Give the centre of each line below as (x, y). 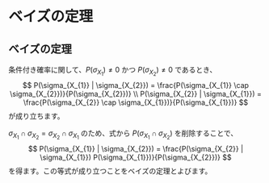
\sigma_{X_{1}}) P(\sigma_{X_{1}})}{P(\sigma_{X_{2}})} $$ (136, 157)
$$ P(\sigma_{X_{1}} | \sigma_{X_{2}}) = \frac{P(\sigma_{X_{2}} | (136, 149)
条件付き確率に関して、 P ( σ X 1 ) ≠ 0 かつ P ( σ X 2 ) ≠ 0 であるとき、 (113, 71)
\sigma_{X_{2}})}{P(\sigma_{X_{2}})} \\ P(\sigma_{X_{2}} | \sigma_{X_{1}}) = (136, 94)
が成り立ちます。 (36, 116)
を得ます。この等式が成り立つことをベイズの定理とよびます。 (110, 171)
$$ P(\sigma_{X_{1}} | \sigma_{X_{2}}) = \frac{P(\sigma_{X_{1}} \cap (136, 85)
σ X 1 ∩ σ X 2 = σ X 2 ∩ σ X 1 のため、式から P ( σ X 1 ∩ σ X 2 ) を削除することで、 (123, 135)
